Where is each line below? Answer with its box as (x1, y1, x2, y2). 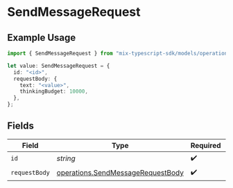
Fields (7, 120, 35, 132)
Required (190, 140, 221, 150)
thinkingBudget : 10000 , (19, 88, 89, 95)
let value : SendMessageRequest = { (7, 62, 110, 69)
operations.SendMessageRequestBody (56, 168, 184, 178)
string (56, 153, 76, 163)
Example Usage (7, 32, 76, 44)
